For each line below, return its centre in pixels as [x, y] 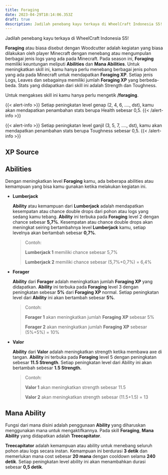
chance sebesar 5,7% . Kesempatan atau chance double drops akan [82, 222]
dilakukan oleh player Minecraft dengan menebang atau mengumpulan [78, 53]
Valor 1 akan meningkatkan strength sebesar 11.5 [75, 387]
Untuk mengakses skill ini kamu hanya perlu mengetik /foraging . [72, 95]
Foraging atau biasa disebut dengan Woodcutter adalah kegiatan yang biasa [84, 48]
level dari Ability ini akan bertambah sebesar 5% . [64, 298]
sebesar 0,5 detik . [24, 467]
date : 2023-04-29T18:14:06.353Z [39, 15]
